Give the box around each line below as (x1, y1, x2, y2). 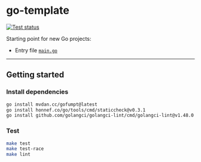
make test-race (6, 146, 44, 152)
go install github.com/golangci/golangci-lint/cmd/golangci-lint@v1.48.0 (6, 112, 194, 119)
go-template (6, 4, 70, 17)
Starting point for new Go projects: (6, 35, 92, 42)
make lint (6, 151, 31, 158)
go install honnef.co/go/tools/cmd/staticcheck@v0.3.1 (6, 107, 146, 113)
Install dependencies (6, 88, 69, 96)
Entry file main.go (14, 46, 58, 54)
